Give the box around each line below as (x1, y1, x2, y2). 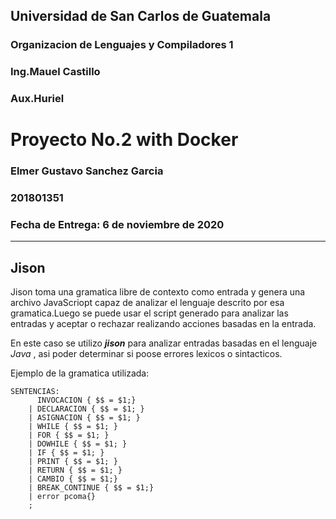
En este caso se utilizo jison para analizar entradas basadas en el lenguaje (10, 337, 318, 349)
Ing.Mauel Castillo (10, 65, 101, 79)
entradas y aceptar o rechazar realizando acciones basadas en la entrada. (10, 318, 317, 330)
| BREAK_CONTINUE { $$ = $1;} (28, 483, 155, 493)
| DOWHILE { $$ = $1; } (28, 439, 128, 449)
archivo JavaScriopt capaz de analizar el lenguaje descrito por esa (10, 297, 285, 309)
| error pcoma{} (28, 492, 97, 502)
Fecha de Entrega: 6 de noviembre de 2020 (10, 218, 225, 232)
